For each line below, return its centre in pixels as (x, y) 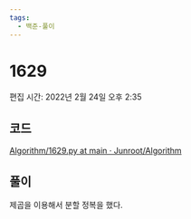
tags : (19, 18)
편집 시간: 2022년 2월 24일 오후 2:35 (76, 97)
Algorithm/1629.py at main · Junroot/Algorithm (96, 151)
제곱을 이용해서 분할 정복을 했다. (67, 205)
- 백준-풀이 (36, 26)
